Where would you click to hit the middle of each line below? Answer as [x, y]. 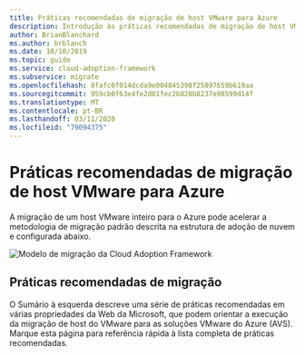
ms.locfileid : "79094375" [58, 128]
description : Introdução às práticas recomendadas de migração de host [148, 26]
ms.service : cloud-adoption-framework [83, 69]
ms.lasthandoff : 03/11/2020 [63, 119]
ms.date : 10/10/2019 [49, 52]
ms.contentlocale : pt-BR [56, 111]
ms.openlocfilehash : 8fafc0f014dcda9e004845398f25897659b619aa [132, 85]
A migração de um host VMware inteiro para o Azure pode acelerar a [138, 217]
